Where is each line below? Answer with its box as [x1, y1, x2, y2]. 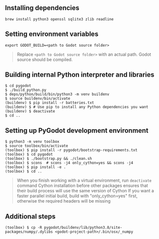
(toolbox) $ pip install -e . [5, 165, 66, 170]
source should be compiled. [16, 56, 73, 62]
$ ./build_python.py [5, 87, 47, 93]
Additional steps [5, 212, 56, 221]
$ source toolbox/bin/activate [5, 143, 68, 149]
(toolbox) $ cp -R [5, 225, 42, 230]
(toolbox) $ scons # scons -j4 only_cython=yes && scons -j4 [5, 160, 133, 166]
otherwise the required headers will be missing [16, 198, 111, 204]
